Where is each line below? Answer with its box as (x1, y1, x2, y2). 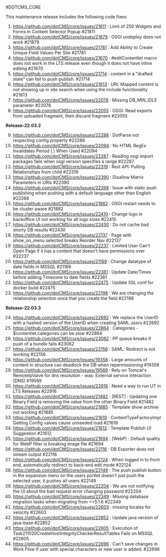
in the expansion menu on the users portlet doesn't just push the (12, 473, 145, 478)
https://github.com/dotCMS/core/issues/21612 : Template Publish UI (12, 425, 152, 431)
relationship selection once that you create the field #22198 (12, 295, 134, 301)
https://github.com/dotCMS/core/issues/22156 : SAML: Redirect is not (12, 346, 156, 352)
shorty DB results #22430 (12, 227, 66, 232)
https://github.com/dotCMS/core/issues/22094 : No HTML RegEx (12, 143, 146, 148)
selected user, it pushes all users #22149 (12, 478, 96, 484)
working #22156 (12, 351, 46, 357)
